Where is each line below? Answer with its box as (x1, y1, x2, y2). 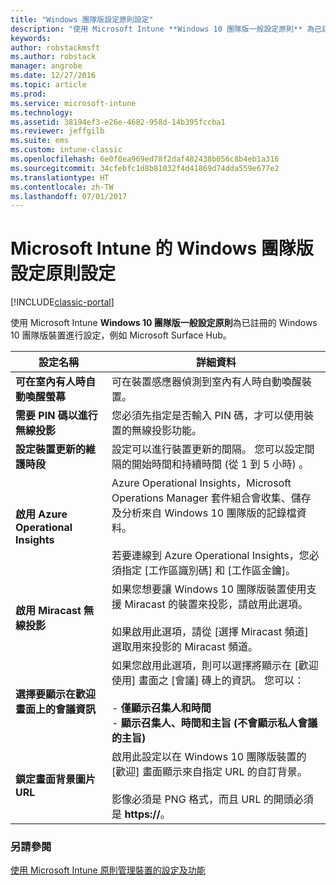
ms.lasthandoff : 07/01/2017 (10, 191, 128, 201)
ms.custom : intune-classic (10, 145, 123, 155)
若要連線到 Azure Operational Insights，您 (111, 549, 310, 563)
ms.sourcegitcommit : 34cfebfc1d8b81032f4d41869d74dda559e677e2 (10, 163, 280, 173)
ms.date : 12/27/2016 (10, 71, 97, 81)
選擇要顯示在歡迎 (15, 687, 97, 701)
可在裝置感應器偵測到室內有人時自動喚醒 (111, 375, 303, 389)
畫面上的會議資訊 (15, 702, 97, 716)
